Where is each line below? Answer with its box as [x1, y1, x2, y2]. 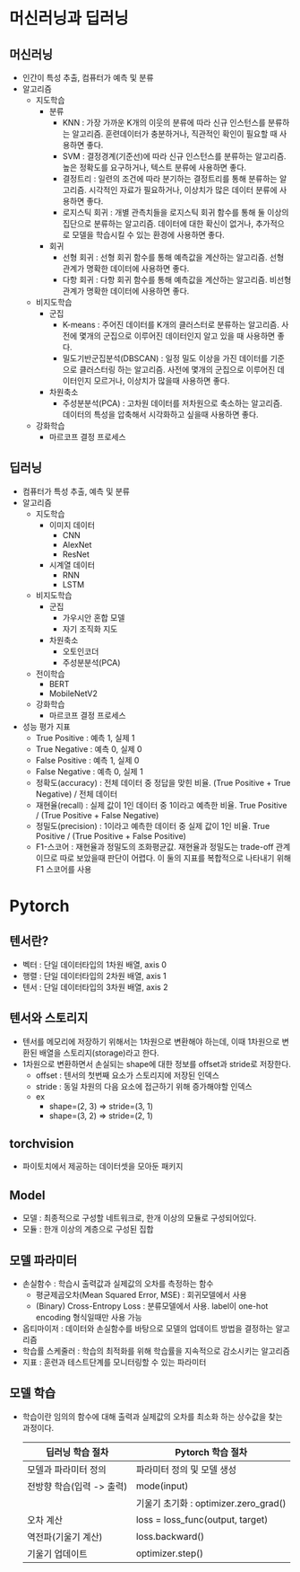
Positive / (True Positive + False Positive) [35, 830, 186, 841]
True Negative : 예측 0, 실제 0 [35, 743, 142, 755]
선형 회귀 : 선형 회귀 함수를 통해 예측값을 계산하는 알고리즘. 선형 [62, 252, 285, 262]
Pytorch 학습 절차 [174, 1445, 248, 1458]
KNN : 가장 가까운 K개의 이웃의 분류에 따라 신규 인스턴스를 [62, 118, 266, 128]
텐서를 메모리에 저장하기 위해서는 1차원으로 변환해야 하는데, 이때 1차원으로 [21, 1036, 280, 1047]
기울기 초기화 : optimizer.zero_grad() [135, 1497, 287, 1509]
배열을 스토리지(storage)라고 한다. [39, 1047, 159, 1058]
